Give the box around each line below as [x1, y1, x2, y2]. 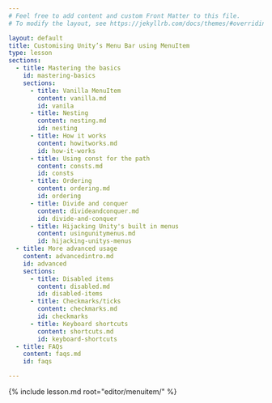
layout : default [8, 34, 63, 42]
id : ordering [37, 192, 82, 200]
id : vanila [37, 102, 74, 110]
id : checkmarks [37, 312, 89, 320]
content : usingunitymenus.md [37, 230, 136, 238]
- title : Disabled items [29, 274, 114, 283]
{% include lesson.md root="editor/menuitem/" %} [8, 387, 177, 397]
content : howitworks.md [37, 139, 117, 147]
